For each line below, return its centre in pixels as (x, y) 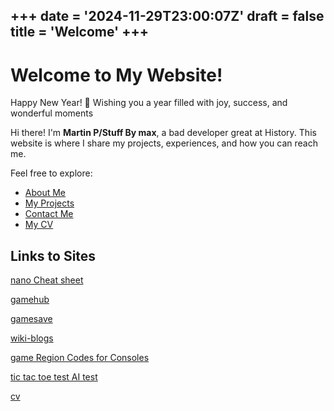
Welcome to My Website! (116, 75)
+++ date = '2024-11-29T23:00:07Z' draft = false (167, 16)
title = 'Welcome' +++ (79, 32)
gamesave (31, 319)
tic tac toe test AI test (54, 377)
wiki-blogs (32, 338)
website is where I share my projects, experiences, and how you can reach (164, 143)
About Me (45, 193)
